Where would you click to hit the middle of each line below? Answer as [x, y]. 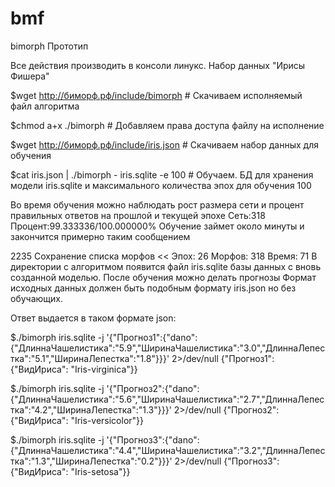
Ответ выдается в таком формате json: [93, 318]
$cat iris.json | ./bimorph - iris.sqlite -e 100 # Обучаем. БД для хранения [162, 174]
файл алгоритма [45, 106]
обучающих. [36, 298]
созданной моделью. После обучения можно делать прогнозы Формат [163, 277]
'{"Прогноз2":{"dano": [153, 388]
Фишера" [30, 76]
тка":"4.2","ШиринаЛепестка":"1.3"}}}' [91, 409]
